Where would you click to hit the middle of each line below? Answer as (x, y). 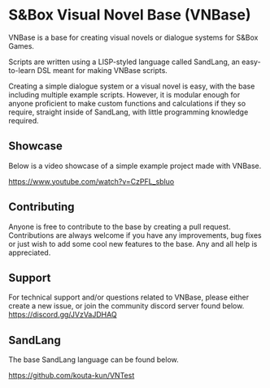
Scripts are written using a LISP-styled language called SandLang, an (124, 62)
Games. (22, 45)
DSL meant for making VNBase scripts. (102, 70)
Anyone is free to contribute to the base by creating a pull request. (120, 226)
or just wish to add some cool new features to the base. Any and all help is (133, 244)
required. (24, 120)
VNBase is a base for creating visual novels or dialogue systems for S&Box (133, 37)
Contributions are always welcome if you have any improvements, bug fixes (135, 235)
